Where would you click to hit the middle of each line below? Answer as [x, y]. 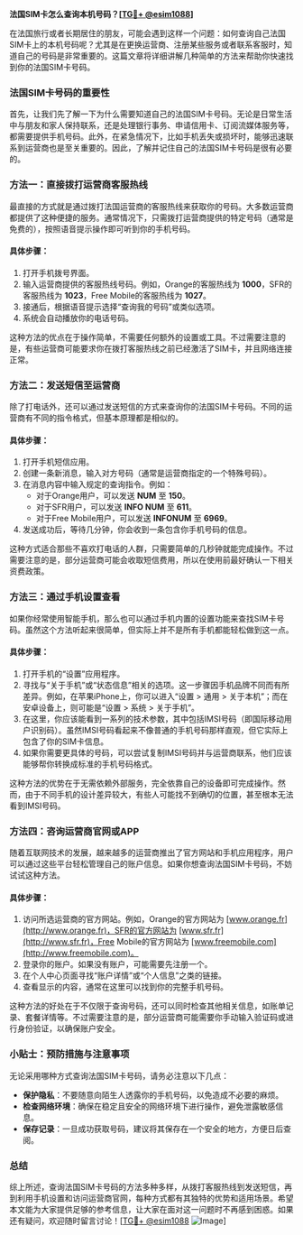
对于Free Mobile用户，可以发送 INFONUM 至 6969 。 [134, 519]
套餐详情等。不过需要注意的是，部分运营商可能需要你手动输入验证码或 [155, 1018]
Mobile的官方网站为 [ [156, 942]
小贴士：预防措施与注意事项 [69, 1055]
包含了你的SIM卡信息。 [65, 741]
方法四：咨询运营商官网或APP [74, 831]
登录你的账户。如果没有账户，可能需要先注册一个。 [117, 964]
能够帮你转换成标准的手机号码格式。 [90, 764]
